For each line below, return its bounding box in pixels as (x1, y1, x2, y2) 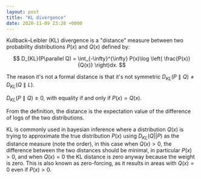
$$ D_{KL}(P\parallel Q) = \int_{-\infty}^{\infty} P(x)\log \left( (13, 55, 163, 62)
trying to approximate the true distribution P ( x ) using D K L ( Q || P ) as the (6, 132, 180, 141)
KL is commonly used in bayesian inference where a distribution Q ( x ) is (6, 126, 184, 133)
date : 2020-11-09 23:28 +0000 (6, 20, 83, 26)
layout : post (6, 8, 39, 15)
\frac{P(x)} (163, 55, 191, 62)
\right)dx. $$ (94, 61, 126, 69)
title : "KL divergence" (6, 15, 67, 21)
